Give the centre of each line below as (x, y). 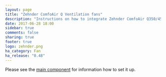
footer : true (19, 42)
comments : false (22, 33)
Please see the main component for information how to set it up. (70, 70)
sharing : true (20, 38)
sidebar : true (20, 28)
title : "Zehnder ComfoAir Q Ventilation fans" (54, 14)
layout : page (19, 10)
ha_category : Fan (23, 51)
